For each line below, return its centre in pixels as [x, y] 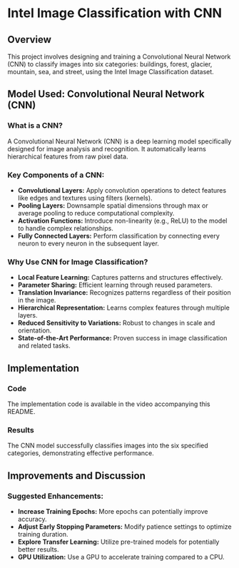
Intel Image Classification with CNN [115, 13]
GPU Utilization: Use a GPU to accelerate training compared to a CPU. [121, 557]
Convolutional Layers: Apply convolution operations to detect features [122, 190]
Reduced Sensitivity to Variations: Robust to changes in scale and [116, 323]
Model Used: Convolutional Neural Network [106, 94]
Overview [30, 40]
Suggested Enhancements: [55, 496]
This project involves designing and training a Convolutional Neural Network [119, 56]
